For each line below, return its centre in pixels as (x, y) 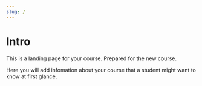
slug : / (16, 12)
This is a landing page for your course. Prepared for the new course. (92, 58)
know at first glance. (32, 76)
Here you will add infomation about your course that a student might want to (101, 70)
